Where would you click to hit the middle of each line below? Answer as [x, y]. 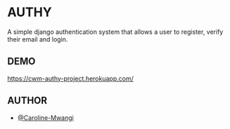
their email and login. [38, 39]
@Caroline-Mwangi [45, 118]
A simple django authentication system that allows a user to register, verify [115, 32]
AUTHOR [27, 100]
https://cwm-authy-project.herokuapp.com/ [70, 78]
